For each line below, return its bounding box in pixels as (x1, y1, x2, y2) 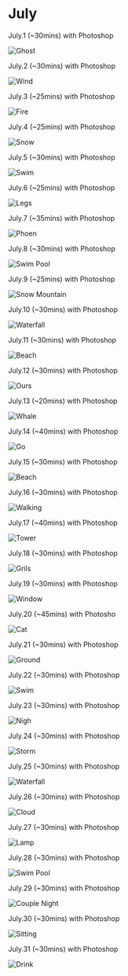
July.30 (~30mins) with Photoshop (8, 913, 120, 923)
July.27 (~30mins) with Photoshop (8, 822, 120, 831)
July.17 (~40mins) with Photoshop (8, 518, 118, 527)
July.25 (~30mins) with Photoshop (8, 761, 120, 771)
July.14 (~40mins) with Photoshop (8, 426, 119, 436)
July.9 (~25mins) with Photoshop (8, 274, 115, 284)
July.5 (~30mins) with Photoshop (8, 152, 115, 162)
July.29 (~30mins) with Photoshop (8, 883, 120, 893)
